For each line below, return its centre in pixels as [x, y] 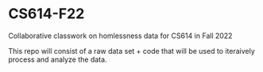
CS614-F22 [46, 14]
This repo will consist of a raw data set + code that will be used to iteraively [132, 51]
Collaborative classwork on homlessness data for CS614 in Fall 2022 [120, 36]
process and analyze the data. [58, 59]
